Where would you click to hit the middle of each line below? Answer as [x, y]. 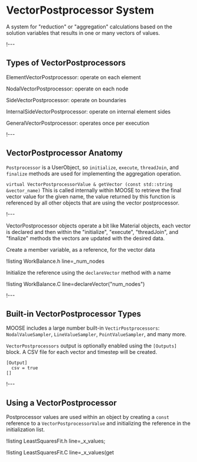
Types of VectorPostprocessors [66, 63]
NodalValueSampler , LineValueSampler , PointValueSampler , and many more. [96, 334]
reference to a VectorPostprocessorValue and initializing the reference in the [98, 424]
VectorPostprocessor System [80, 10]
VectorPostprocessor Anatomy [64, 153]
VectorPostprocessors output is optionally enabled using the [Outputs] [91, 346]
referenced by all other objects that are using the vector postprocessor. [93, 203]
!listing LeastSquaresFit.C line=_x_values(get [60, 453]
